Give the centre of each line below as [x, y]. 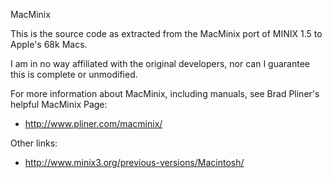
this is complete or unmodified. [74, 74]
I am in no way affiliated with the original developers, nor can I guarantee [160, 63]
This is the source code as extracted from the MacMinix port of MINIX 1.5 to [166, 33]
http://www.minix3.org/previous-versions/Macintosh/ [134, 162]
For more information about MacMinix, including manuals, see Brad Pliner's [165, 93]
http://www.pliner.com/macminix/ [93, 123]
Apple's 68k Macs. [49, 44]
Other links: [34, 143]
